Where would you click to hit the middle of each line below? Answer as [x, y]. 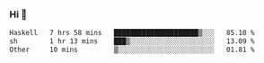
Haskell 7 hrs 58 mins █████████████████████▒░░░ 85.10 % [132, 33]
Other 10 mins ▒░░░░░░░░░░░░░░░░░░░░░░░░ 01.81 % [132, 50]
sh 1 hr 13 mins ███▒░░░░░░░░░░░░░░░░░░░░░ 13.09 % [132, 41]
